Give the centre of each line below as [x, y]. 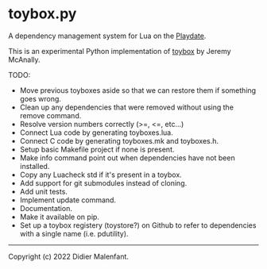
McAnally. [25, 60]
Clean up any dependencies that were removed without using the [127, 107]
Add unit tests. [43, 191]
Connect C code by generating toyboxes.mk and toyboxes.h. [119, 140]
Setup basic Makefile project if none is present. [97, 149]
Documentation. [46, 208]
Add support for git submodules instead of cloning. [103, 183]
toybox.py [43, 14]
